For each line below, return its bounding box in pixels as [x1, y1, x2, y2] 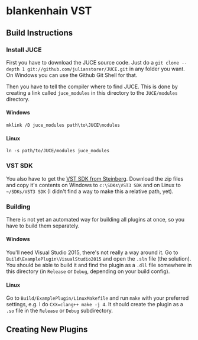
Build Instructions [6, 28, 73, 38]
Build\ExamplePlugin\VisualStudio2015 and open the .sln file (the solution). [6, 255, 191, 262]
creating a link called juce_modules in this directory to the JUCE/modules [6, 89, 178, 96]
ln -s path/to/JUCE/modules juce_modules [6, 148, 110, 154]
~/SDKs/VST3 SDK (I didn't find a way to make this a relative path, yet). [6, 188, 174, 195]
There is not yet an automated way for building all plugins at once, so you [6, 216, 185, 223]
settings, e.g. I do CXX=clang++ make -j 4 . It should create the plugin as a [6, 301, 183, 308]
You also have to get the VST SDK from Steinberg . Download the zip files [6, 175, 184, 182]
